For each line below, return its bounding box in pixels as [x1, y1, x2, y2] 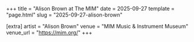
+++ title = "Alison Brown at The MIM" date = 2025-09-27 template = [6, 5, 175, 12]
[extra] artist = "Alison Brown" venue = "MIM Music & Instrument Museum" [6, 23, 189, 30]
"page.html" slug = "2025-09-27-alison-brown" [6, 11, 123, 18]
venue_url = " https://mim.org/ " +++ [6, 29, 93, 36]
